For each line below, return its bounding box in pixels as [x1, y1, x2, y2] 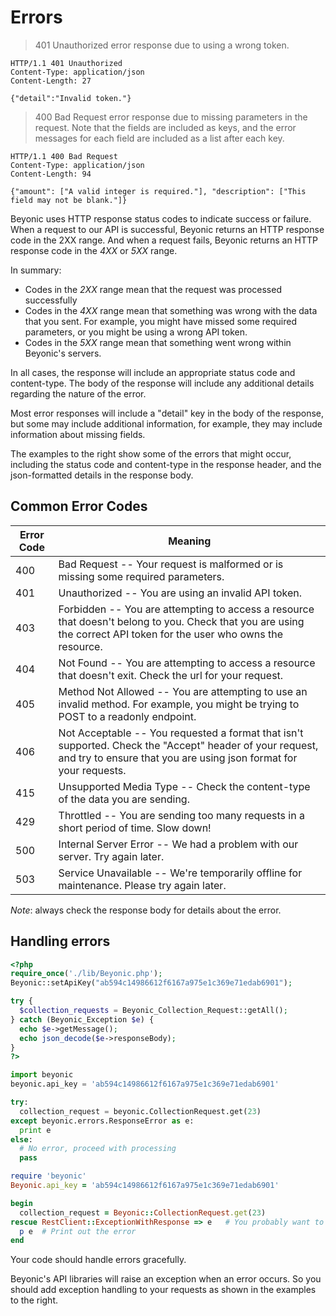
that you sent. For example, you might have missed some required [24, 315, 297, 327]
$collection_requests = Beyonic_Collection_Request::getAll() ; [19, 1006, 288, 1016]
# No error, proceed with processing [19, 1144, 177, 1154]
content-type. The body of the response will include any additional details [10, 377, 315, 389]
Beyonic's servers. [24, 347, 102, 359]
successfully [24, 294, 78, 306]
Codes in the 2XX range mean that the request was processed [24, 283, 282, 295]
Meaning [168, 534, 212, 548]
